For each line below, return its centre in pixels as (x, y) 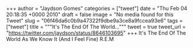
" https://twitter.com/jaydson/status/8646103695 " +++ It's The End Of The (96, 33)
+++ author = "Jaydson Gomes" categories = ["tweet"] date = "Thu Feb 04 (97, 8)
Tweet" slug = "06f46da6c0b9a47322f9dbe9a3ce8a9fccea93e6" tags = (95, 21)
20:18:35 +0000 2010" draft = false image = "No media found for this (90, 14)
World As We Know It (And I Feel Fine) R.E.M (60, 39)
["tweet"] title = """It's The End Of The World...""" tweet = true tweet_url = (96, 27)
